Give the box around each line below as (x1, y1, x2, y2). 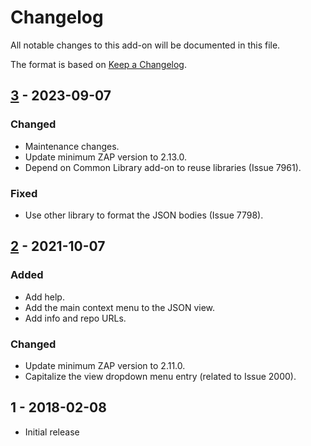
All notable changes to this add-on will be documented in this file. (10, 39, 281, 51)
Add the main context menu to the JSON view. (24, 301, 216, 313)
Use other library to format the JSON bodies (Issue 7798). (24, 209, 264, 221)
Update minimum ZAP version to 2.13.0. (24, 151, 187, 163)
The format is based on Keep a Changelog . (10, 58, 187, 70)
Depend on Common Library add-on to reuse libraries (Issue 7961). (24, 161, 302, 173)
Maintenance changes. (24, 140, 120, 152)
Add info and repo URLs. (24, 312, 127, 324)
